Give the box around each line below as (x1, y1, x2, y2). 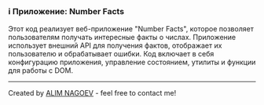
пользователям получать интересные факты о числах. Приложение (8, 33, 236, 42)
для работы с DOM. (8, 66, 73, 75)
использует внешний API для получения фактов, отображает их (8, 41, 222, 50)
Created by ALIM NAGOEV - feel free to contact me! (8, 89, 177, 98)
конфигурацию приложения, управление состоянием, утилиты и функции (8, 57, 256, 67)
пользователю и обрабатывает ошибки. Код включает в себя (8, 49, 214, 59)
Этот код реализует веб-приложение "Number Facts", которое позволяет (8, 24, 254, 34)
